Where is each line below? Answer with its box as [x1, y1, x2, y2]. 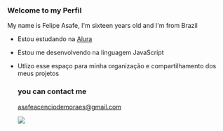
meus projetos [17, 69, 60, 78]
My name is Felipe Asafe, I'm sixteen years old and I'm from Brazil [7, 22, 198, 30]
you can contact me [17, 86, 87, 96]
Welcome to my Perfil [7, 6, 82, 15]
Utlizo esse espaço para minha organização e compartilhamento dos [17, 62, 217, 70]
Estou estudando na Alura [17, 35, 93, 43]
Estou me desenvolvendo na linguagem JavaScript [17, 48, 164, 57]
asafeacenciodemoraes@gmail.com [17, 102, 121, 111]
